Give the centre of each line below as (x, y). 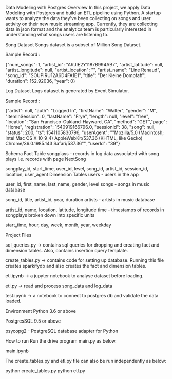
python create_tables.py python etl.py (45, 371)
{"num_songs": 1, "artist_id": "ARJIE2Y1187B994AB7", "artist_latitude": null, (84, 64)
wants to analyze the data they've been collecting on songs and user (78, 18)
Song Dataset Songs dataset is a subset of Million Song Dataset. (73, 45)
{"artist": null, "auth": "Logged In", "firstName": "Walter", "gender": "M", (81, 111)
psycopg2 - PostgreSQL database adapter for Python (62, 331)
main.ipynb (17, 351)
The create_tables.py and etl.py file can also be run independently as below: (86, 361)
